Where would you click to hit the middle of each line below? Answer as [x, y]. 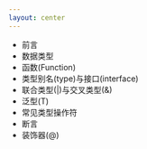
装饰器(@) [40, 135]
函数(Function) [48, 67]
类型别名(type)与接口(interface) [80, 79]
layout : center [37, 18]
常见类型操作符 [49, 112]
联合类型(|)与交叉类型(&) [67, 89]
